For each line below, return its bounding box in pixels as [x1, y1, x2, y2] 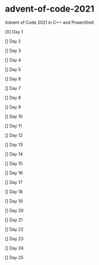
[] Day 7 [5, 85, 21, 91]
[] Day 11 [5, 123, 22, 129]
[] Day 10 [5, 113, 23, 119]
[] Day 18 [5, 188, 23, 195]
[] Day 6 [5, 76, 21, 82]
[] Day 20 [5, 207, 24, 213]
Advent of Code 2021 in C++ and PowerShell [5, 19, 94, 25]
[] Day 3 [5, 48, 21, 53]
